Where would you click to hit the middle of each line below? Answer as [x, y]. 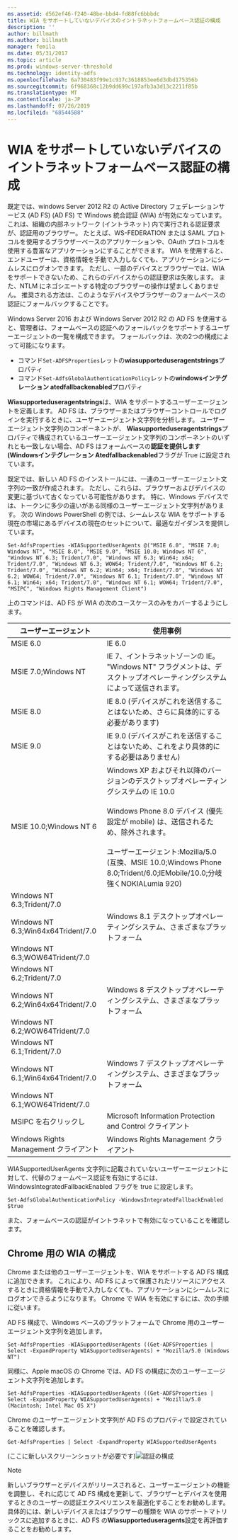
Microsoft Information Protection [161, 1116]
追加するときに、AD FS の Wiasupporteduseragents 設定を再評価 [127, 1520]
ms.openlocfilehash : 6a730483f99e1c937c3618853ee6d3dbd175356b [103, 80]
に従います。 [26, 1307]
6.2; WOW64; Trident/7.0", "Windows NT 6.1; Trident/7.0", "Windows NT [115, 576]
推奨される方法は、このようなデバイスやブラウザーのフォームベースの [123, 295]
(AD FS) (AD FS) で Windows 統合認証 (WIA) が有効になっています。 [126, 215]
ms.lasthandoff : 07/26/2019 [49, 106]
